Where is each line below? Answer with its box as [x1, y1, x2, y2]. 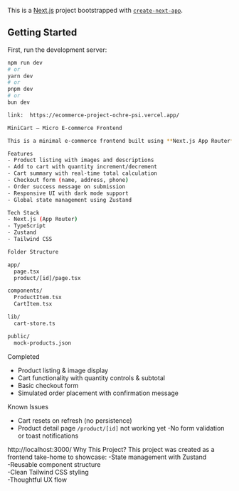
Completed [7, 352, 41, 361]
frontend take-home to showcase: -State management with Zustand [7, 453, 207, 461]
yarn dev [7, 72, 33, 80]
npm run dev [7, 59, 43, 66]
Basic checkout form [17, 381, 79, 389]
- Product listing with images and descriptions [7, 156, 154, 164]
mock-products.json [14, 339, 72, 347]
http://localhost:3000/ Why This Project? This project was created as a [7, 445, 215, 453]
